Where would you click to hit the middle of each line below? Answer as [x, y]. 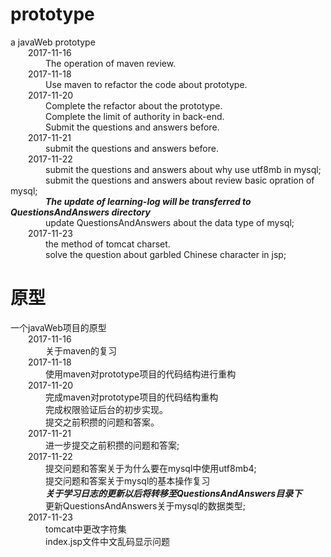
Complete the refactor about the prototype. [134, 105]
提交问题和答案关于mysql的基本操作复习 [128, 480]
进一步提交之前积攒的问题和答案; [112, 445]
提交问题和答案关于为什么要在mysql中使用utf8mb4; [151, 468]
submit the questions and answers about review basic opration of [180, 180]
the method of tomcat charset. [108, 244]
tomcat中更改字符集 [86, 529]
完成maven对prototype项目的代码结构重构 [132, 397]
